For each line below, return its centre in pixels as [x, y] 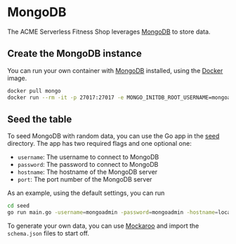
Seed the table [40, 119]
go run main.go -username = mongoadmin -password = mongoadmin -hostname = [113, 212]
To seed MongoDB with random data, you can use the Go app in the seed [113, 136]
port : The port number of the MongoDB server [85, 179]
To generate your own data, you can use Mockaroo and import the [103, 226]
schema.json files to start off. [48, 233]
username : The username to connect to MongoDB [88, 157]
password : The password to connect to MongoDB [88, 165]
